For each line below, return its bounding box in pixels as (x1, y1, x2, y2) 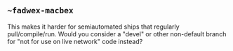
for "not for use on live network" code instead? (7, 37, 143, 45)
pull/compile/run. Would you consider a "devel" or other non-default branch (7, 29, 227, 38)
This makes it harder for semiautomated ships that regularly (7, 22, 180, 31)
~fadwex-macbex (7, 6, 74, 16)
